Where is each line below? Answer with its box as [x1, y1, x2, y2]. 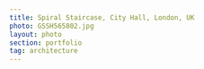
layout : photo [9, 30, 63, 39]
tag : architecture [9, 47, 78, 56]
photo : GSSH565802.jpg [9, 22, 94, 30]
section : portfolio [9, 38, 83, 47]
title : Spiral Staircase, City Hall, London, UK [9, 13, 195, 22]
